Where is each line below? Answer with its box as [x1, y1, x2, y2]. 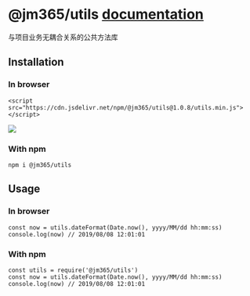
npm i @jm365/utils [8, 161, 72, 169]
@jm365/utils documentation [8, 5, 204, 23]
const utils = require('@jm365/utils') [8, 266, 139, 274]
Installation [8, 56, 64, 69]
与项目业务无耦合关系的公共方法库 [8, 32, 118, 42]
